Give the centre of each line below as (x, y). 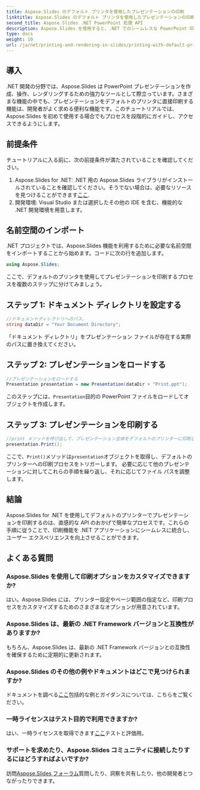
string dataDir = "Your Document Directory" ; (63, 324)
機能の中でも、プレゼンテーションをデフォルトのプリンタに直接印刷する (105, 101)
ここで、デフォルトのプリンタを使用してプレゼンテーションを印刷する (92, 277)
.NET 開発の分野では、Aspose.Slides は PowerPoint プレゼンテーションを (96, 86)
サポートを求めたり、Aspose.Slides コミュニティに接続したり (95, 750)
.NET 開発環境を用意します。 (50, 210)
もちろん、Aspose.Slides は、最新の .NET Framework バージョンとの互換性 (98, 647)
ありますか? (23, 633)
